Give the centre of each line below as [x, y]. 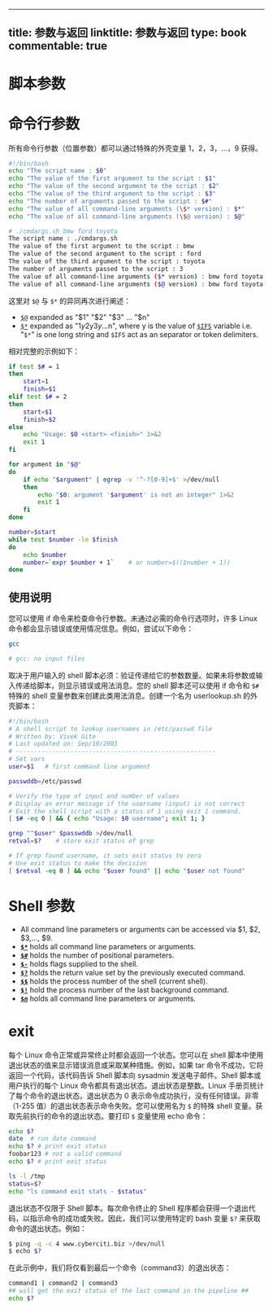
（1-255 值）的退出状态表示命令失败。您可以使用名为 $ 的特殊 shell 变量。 [132, 1106]
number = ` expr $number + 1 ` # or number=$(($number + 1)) [127, 563]
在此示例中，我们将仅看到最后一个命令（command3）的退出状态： [120, 1268]
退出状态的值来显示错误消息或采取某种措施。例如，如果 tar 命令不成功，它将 [136, 1065]
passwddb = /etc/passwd [45, 781]
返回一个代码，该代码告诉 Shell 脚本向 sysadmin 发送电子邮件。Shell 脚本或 [135, 1075]
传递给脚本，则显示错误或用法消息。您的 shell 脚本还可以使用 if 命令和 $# [137, 686]
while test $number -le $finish [63, 539]
